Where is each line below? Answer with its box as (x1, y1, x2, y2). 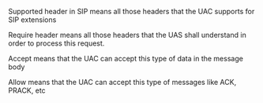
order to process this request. (8, 39, 105, 48)
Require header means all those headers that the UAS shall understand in (8, 31, 246, 39)
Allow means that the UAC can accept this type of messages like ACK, (8, 78, 237, 86)
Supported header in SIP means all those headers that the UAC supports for (8, 7, 255, 16)
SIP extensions (8, 15, 57, 24)
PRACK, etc (8, 86, 46, 95)
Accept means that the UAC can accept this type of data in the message (8, 54, 243, 63)
